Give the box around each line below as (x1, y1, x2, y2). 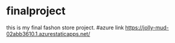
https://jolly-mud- (125, 24, 169, 31)
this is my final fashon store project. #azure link (6, 24, 124, 31)
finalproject (6, 4, 66, 18)
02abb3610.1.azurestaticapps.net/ (6, 30, 91, 37)
